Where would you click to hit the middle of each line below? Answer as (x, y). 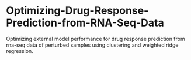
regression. (20, 51)
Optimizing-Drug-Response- (77, 11)
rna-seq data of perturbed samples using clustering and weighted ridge (92, 45)
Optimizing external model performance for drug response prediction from (95, 39)
